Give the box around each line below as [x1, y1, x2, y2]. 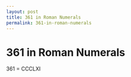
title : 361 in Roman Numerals [6, 14, 82, 20]
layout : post [6, 8, 39, 15]
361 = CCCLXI [6, 65, 41, 72]
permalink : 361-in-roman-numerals [6, 20, 92, 26]
